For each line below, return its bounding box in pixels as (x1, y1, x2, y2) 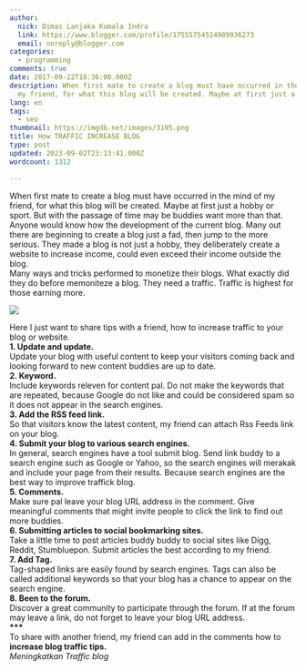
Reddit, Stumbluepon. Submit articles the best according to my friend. (9, 544, 271, 555)
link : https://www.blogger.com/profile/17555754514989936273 (17, 30, 255, 39)
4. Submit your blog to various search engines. (9, 438, 190, 449)
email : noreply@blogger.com (17, 38, 125, 48)
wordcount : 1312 (9, 157, 71, 167)
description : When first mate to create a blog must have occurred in (9, 81, 283, 90)
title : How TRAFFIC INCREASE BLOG (9, 132, 141, 141)
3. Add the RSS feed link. (9, 409, 105, 420)
